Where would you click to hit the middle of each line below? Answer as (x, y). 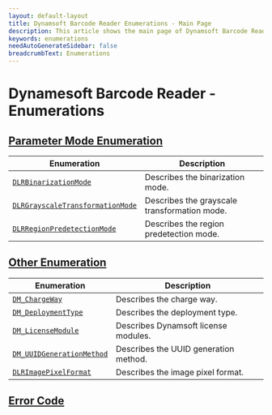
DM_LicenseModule (46, 330)
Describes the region (185, 224)
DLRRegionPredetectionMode (64, 229)
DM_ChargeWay (38, 299)
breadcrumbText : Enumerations (59, 53)
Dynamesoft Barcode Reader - (112, 94)
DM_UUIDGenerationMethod (60, 354)
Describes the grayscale (191, 201)
